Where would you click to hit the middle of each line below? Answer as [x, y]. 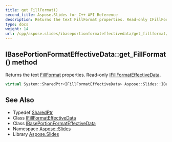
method [25, 63]
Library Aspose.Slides [36, 134]
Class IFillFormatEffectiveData [44, 117]
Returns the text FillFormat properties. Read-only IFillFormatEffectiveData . [83, 75]
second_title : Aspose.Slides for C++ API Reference [61, 15]
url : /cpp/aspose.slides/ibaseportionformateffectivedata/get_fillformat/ [87, 34]
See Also [20, 100]
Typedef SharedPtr [33, 112]
